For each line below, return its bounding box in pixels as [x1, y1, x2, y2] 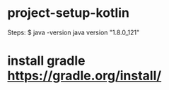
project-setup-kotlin [7, 5, 129, 21]
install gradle [7, 53, 86, 69]
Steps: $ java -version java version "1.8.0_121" [7, 28, 140, 37]
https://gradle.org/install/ [7, 68, 162, 84]
